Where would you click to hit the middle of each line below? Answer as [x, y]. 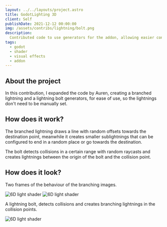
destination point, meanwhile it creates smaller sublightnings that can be [79, 136]
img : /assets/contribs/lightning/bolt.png [50, 28]
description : [19, 33]
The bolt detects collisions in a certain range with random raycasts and [78, 151]
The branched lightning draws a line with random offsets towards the [76, 131]
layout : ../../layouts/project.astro [44, 10]
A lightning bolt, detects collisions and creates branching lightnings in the [80, 204]
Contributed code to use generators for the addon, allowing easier [82, 38]
